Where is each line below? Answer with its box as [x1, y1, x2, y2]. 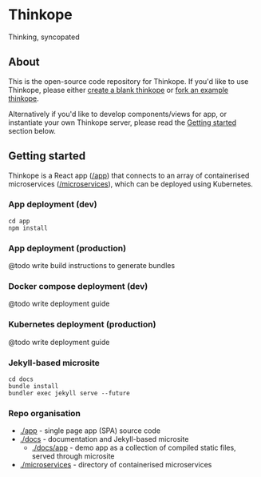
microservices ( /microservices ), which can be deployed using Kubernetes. [8, 178, 254, 189]
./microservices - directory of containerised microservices [19, 460, 212, 470]
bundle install [8, 383, 59, 391]
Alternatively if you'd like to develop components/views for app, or [8, 109, 227, 118]
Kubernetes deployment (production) [8, 319, 156, 330]
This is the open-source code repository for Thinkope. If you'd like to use [8, 76, 249, 86]
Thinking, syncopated [8, 32, 80, 42]
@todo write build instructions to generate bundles [8, 261, 176, 271]
